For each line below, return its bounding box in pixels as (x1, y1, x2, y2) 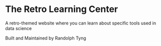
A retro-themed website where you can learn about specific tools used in (5, 20, 156, 26)
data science (5, 25, 32, 31)
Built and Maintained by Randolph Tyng (5, 35, 86, 41)
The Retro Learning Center (5, 3, 118, 15)
